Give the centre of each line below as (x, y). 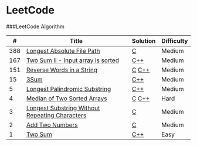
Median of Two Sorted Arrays (67, 99)
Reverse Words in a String (62, 70)
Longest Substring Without (63, 108)
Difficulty (174, 40)
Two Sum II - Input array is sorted (72, 60)
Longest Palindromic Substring (69, 89)
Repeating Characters (56, 115)
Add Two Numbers (52, 125)
